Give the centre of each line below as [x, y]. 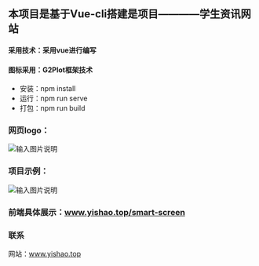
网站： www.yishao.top [44, 254]
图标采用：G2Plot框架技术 [50, 70]
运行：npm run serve [53, 98]
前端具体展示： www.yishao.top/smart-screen [97, 212]
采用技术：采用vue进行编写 [52, 50]
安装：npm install [47, 89]
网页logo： [29, 130]
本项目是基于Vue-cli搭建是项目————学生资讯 [124, 14]
